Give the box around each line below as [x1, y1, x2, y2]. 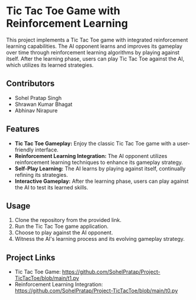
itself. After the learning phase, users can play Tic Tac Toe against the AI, [6, 55, 185, 62]
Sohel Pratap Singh [14, 94, 62, 101]
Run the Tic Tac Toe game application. [14, 223, 109, 230]
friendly [14, 146, 34, 153]
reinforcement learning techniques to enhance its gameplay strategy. [14, 159, 184, 166]
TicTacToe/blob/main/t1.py [14, 275, 79, 282]
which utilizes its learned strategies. [6, 61, 94, 69]
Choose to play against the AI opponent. [14, 229, 114, 236]
